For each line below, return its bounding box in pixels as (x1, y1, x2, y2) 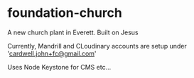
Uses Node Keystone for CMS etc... (7, 63, 112, 71)
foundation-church (7, 5, 122, 21)
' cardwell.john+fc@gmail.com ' (7, 49, 97, 58)
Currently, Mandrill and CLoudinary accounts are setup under (7, 41, 187, 50)
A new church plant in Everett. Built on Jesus (7, 28, 139, 37)
